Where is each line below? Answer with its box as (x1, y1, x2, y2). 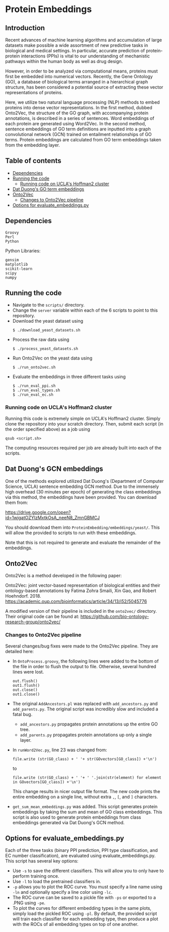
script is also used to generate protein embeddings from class (12, 814, 141, 820)
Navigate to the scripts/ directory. (12, 302, 84, 308)
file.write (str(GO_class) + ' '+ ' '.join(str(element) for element (12, 775, 162, 780)
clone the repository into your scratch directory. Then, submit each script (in (5, 420, 163, 426)
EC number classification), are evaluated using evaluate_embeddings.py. (5, 852, 156, 859)
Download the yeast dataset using (12, 318, 83, 324)
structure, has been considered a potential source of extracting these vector (5, 84, 163, 90)
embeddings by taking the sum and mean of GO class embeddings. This (12, 809, 162, 815)
